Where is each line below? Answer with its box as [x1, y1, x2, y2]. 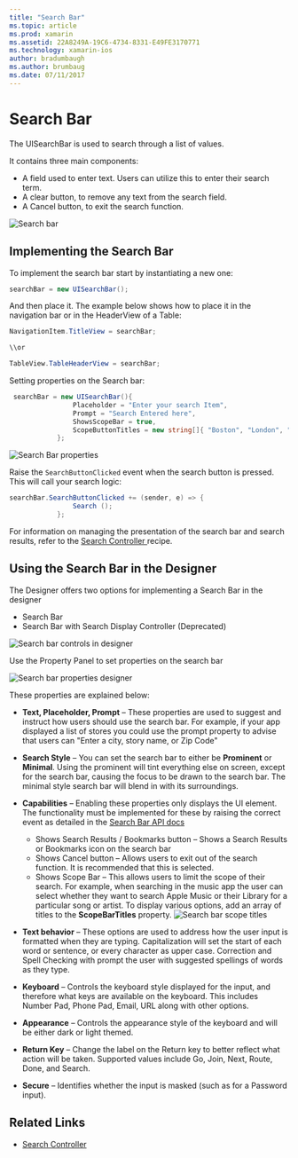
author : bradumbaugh [9, 54, 86, 63]
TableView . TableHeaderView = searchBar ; [9, 359, 161, 368]
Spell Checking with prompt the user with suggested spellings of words [21, 955, 284, 965]
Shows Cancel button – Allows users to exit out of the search [35, 853, 258, 863]
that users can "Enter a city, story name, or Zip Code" [21, 735, 218, 745]
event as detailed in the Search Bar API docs [21, 816, 184, 827]
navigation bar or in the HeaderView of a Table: [9, 310, 182, 320]
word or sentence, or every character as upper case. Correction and [21, 945, 272, 956]
